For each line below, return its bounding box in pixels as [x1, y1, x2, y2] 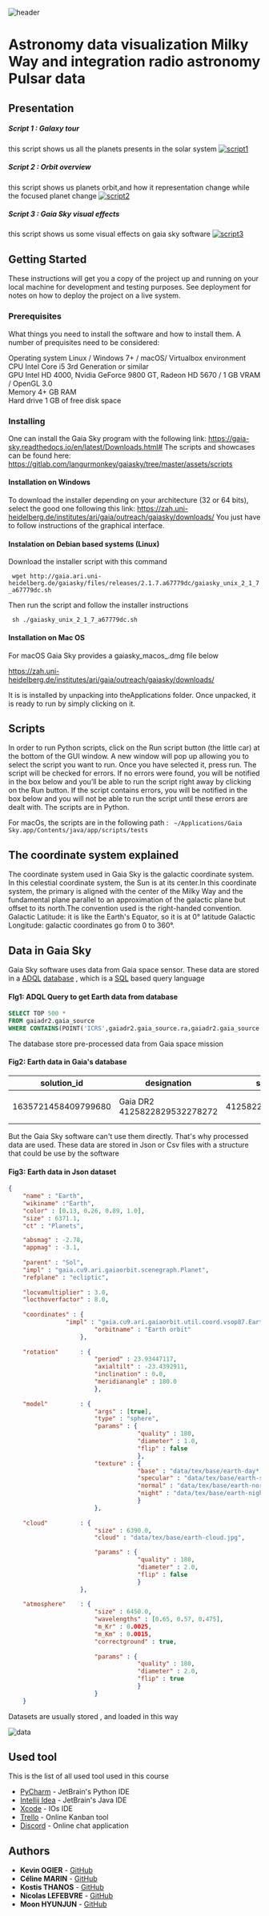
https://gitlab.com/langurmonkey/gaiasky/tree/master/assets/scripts [8, 459, 233, 468]
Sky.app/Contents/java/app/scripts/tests [8, 827, 149, 835]
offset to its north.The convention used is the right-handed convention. [8, 904, 243, 913]
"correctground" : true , [94, 1637, 178, 1645]
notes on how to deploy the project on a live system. [8, 291, 181, 300]
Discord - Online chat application [19, 1821, 130, 1830]
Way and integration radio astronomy [8, 53, 261, 71]
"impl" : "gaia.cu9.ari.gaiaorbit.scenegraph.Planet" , [22, 1265, 210, 1274]
